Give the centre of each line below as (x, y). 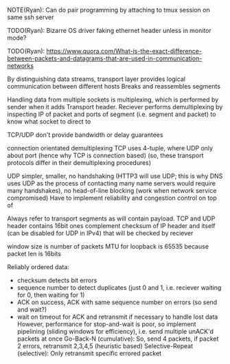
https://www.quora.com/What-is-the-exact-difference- (124, 51)
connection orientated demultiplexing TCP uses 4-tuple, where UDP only (110, 148)
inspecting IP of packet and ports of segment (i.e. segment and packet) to (112, 114)
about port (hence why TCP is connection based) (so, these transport (105, 155)
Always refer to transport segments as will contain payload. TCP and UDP (111, 218)
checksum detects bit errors (57, 280)
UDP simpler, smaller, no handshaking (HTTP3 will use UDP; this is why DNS (115, 176)
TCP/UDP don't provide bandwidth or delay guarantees (85, 135)
